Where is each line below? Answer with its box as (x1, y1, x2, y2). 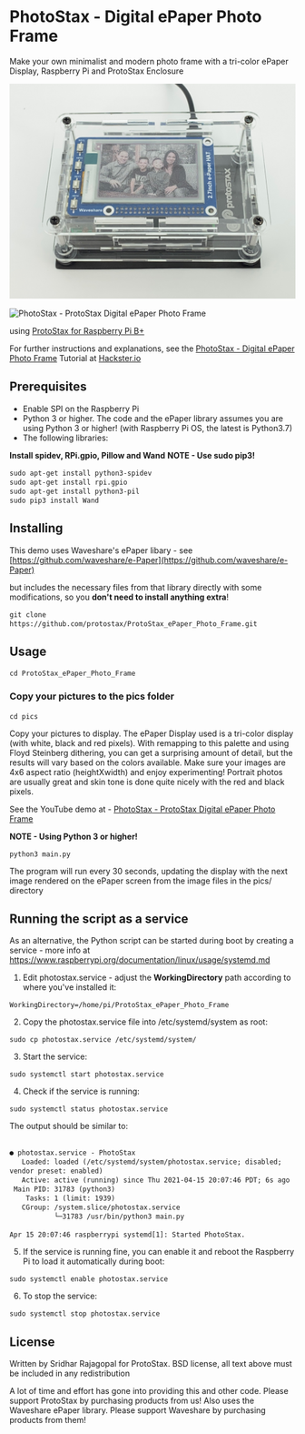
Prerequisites (9, 379, 87, 395)
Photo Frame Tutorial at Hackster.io (9, 352, 142, 363)
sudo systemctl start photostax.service (9, 1070, 165, 1079)
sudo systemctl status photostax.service (9, 1105, 169, 1114)
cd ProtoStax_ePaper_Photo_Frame (9, 669, 136, 679)
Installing (9, 520, 64, 536)
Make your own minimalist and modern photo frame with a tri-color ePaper (9, 56, 289, 66)
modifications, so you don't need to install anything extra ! (9, 591, 230, 602)
